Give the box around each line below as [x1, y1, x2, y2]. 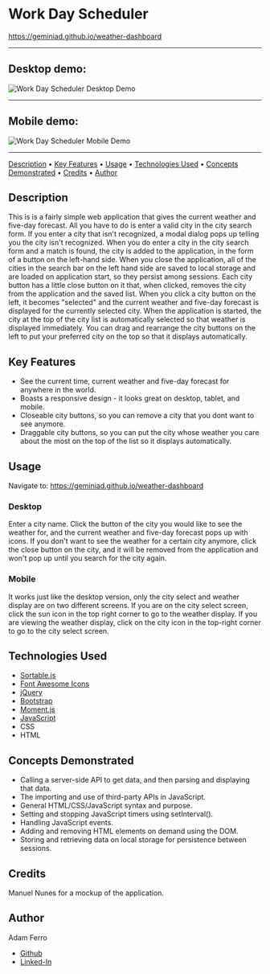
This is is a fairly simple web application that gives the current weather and [8, 212, 256, 222]
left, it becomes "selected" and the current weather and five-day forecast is [8, 298, 260, 307]
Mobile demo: [8, 114, 79, 129]
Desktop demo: [8, 62, 87, 76]
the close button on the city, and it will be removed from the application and [8, 545, 259, 555]
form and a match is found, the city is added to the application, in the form [8, 246, 255, 256]
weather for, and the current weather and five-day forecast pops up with [8, 528, 249, 537]
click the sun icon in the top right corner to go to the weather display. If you [8, 609, 258, 619]
